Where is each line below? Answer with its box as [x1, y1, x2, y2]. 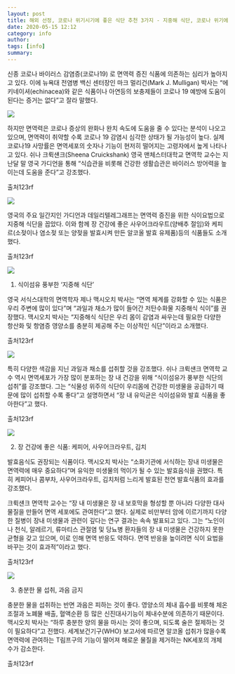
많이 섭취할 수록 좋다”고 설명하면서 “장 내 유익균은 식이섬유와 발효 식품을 [20, 390, 219, 399]
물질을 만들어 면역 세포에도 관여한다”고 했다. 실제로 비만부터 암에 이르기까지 [7, 507, 214, 516]
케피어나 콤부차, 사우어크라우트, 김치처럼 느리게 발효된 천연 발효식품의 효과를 [14, 475, 224, 483]
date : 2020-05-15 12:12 [7, 23, 77, 30]
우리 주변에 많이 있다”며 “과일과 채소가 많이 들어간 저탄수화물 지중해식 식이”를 [7, 303, 220, 312]
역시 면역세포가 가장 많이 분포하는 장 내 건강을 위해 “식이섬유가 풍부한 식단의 [14, 373, 223, 381]
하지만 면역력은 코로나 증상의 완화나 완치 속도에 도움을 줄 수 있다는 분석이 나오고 [7, 124, 227, 132]
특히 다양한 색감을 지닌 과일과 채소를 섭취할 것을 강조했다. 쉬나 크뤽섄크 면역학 [7, 364, 221, 373]
